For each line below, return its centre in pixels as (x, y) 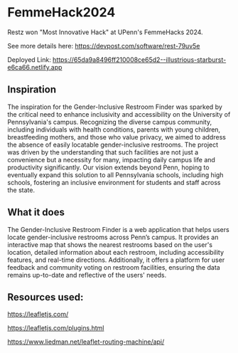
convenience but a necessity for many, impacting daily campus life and (111, 159)
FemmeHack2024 (61, 12)
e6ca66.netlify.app (35, 67)
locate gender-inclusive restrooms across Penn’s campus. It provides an (113, 237)
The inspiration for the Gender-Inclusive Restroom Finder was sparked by (115, 107)
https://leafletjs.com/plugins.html (56, 328)
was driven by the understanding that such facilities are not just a (103, 152)
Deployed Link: (29, 59)
